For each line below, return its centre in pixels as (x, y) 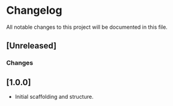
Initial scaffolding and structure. (54, 97)
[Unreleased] (32, 46)
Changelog (34, 10)
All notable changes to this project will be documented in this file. (87, 27)
